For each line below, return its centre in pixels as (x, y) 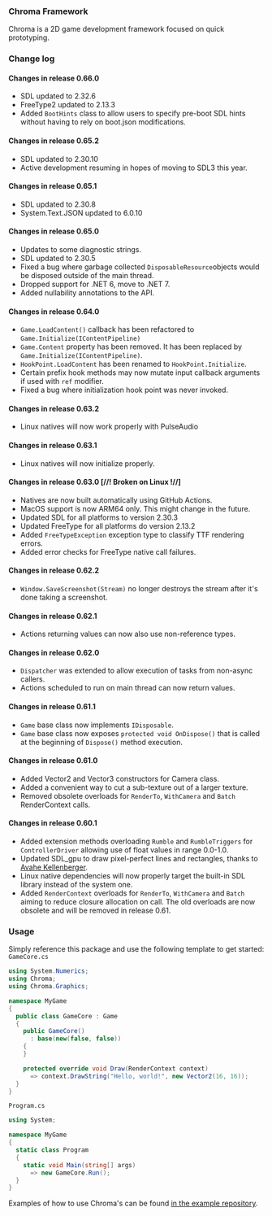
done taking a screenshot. (64, 597)
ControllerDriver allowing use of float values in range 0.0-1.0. (124, 850)
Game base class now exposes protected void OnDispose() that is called (140, 733)
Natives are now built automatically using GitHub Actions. (116, 500)
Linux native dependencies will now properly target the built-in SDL (133, 876)
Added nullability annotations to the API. (87, 293)
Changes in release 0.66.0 (54, 78)
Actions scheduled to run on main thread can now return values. (127, 688)
